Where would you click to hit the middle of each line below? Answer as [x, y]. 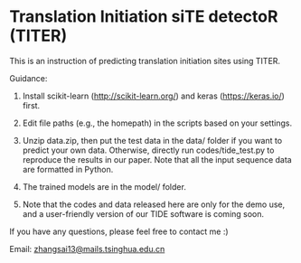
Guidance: [28, 78]
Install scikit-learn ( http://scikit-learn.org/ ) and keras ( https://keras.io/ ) [153, 96]
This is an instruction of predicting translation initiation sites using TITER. [145, 61]
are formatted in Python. [68, 169]
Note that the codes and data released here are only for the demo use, [154, 204]
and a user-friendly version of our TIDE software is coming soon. [143, 213]
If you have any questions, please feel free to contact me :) [119, 231]
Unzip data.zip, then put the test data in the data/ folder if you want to [152, 140]
